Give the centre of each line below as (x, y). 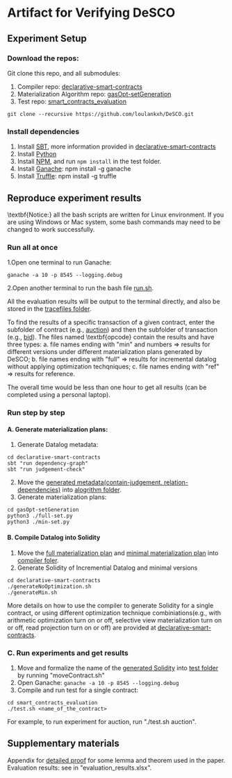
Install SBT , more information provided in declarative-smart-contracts (117, 146)
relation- (176, 482)
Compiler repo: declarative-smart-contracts (80, 86)
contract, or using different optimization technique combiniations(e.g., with (114, 613)
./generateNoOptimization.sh (49, 586)
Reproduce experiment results (74, 198)
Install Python (37, 154)
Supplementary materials (64, 744)
